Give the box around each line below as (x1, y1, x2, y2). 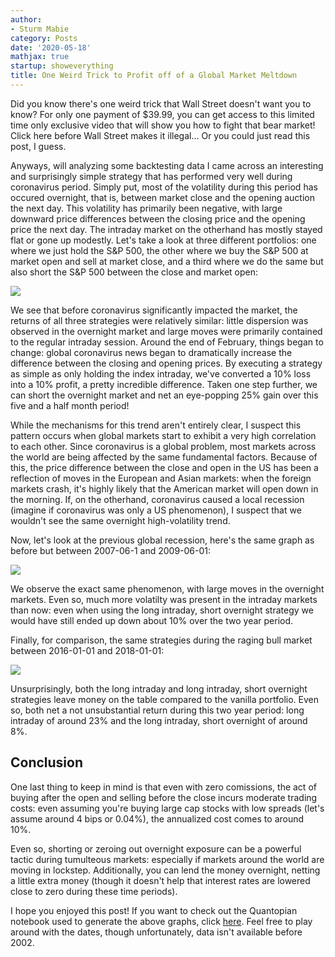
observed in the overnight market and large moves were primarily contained (10, 325, 323, 337)
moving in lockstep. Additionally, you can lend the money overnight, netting (10, 864, 321, 876)
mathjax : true (10, 52, 70, 62)
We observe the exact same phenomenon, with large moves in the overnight (10, 582, 325, 595)
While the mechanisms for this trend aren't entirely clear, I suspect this (10, 419, 302, 431)
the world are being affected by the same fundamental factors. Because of (10, 451, 318, 463)
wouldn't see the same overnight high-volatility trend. (10, 514, 231, 526)
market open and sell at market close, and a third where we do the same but (10, 255, 324, 267)
